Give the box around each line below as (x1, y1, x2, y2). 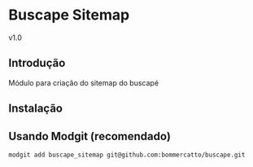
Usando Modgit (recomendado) (8, 129, 171, 143)
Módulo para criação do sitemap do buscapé (8, 77, 159, 87)
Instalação (8, 102, 63, 116)
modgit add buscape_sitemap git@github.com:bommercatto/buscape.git (8, 151, 246, 159)
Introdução (8, 56, 66, 70)
